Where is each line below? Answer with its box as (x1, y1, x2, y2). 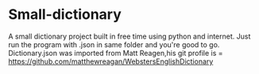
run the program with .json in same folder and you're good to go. (8, 39, 220, 49)
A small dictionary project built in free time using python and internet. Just (8, 31, 251, 41)
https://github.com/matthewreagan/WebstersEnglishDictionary (8, 57, 214, 66)
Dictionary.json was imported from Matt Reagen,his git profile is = (8, 48, 223, 57)
